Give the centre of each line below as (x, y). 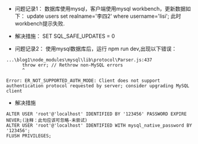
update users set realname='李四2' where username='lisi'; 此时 (104, 16)
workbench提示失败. (40, 23)
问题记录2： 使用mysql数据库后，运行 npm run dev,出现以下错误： (96, 49)
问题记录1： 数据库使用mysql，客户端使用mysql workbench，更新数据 (100, 9)
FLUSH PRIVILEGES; (29, 136)
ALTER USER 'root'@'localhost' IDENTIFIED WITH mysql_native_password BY (99, 126)
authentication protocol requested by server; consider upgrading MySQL (98, 86)
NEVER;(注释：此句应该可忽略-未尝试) (47, 120)
